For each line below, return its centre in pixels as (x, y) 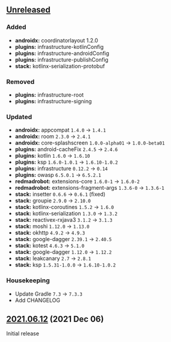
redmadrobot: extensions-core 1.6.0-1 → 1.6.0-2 (77, 181)
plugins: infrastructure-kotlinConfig (59, 47)
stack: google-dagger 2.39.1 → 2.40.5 (64, 239)
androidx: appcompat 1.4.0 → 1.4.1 (61, 130)
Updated (19, 117)
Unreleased (29, 10)
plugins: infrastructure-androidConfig (62, 53)
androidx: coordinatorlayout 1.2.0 (56, 40)
